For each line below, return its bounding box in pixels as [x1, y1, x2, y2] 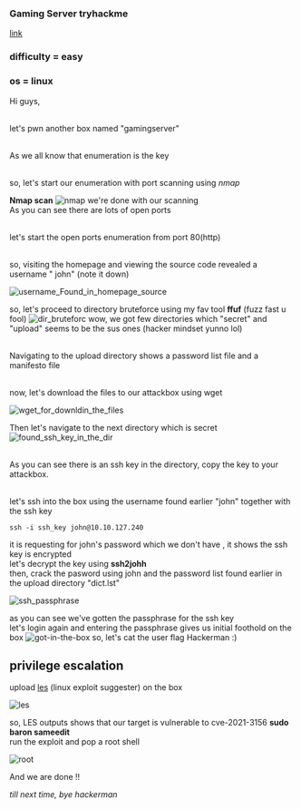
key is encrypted [9, 548, 73, 560]
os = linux [9, 75, 53, 88]
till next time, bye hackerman [9, 789, 118, 800]
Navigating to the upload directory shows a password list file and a [9, 350, 258, 361]
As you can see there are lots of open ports [9, 204, 171, 215]
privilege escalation [9, 658, 124, 673]
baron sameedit [9, 726, 71, 737]
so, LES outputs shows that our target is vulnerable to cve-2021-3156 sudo [9, 717, 289, 728]
